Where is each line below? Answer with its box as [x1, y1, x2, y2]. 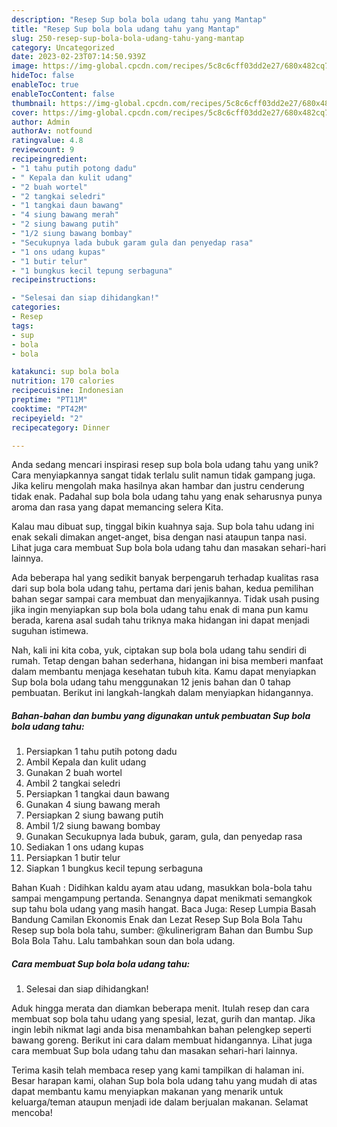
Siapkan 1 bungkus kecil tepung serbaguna [25, 862, 204, 875]
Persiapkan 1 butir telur [25, 852, 121, 864]
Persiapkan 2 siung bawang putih [25, 809, 164, 821]
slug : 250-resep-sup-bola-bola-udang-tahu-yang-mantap [11, 33, 245, 43]
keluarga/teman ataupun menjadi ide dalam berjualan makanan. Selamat [11, 1096, 309, 1108]
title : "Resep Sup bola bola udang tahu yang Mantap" [11, 24, 241, 34]
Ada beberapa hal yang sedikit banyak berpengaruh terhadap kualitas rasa [11, 572, 319, 584]
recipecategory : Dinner [11, 422, 111, 433]
